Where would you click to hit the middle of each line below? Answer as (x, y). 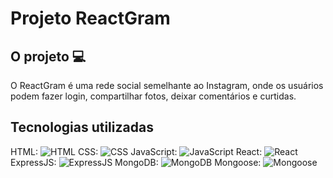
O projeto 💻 (48, 56)
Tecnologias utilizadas (82, 127)
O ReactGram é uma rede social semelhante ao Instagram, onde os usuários (167, 85)
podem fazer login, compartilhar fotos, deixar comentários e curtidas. (153, 96)
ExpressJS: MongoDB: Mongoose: (136, 162)
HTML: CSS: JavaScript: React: (136, 151)
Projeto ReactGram (90, 18)
